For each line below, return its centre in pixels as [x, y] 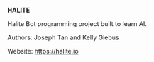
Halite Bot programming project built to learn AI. [77, 24]
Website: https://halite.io [43, 51]
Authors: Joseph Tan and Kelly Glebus [63, 37]
